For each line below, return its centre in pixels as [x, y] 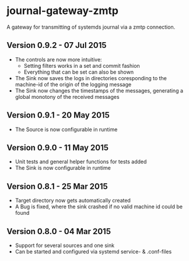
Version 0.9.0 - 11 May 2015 [58, 147]
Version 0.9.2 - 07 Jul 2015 [57, 45]
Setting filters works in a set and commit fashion [82, 66]
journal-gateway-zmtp [63, 11]
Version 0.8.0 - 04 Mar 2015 [59, 231]
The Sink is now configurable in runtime [63, 168]
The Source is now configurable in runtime [66, 129]
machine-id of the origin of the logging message [73, 84]
